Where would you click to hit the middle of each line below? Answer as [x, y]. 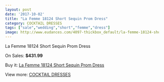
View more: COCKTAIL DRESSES [38, 74]
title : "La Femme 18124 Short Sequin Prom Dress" [57, 19]
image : [12, 32]
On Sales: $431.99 [24, 56]
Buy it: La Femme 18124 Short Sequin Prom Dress [55, 65]
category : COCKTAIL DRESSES [34, 23]
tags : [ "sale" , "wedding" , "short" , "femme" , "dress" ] [58, 28]
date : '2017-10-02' [25, 14]
